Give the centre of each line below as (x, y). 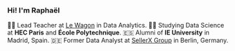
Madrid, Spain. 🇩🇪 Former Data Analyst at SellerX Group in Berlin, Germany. (118, 41)
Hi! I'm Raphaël (34, 10)
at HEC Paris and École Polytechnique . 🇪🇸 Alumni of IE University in (108, 32)
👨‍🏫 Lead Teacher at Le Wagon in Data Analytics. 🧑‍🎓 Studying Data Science (116, 25)
